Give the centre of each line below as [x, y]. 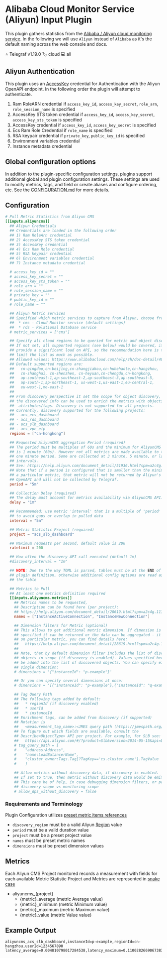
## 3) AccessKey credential [39, 244]
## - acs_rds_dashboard [34, 420]
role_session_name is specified [44, 109]
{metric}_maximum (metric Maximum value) [65, 909]
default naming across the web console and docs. [56, 44]
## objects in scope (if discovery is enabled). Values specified [84, 658]
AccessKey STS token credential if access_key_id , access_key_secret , [83, 114]
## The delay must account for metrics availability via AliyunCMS [81, 498]
